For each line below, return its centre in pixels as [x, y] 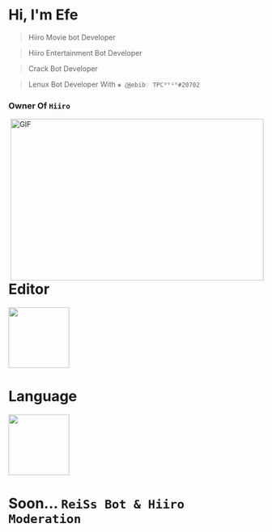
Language [43, 397]
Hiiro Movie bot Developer [72, 37]
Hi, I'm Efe [43, 15]
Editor [29, 289]
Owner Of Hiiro [39, 105]
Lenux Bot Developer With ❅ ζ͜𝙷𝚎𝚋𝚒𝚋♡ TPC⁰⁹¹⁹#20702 [114, 84]
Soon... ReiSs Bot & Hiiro [96, 504]
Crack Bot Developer [63, 68]
